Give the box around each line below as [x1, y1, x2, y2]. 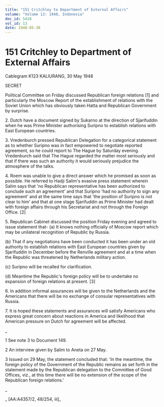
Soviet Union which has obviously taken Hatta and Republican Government [5, 102, 157, 108]
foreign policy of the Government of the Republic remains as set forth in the [5, 361, 158, 368]
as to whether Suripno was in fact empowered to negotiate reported [5, 143, 142, 149]
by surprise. [5, 108, 29, 114]
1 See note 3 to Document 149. [5, 337, 67, 343]
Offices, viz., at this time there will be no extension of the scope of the [5, 372, 147, 378]
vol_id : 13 [5, 21, 27, 26]
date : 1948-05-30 [5, 25, 41, 30]
